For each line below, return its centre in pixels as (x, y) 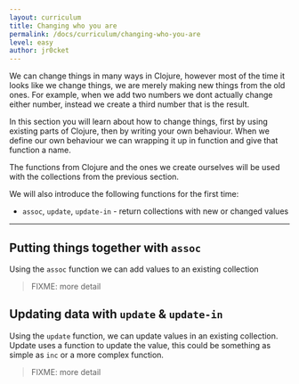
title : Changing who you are (63, 26)
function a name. (40, 150)
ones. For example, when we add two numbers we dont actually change (141, 95)
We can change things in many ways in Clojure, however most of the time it (147, 76)
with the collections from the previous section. (94, 177)
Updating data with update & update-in (116, 314)
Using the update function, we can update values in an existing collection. (144, 336)
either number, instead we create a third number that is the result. (129, 104)
